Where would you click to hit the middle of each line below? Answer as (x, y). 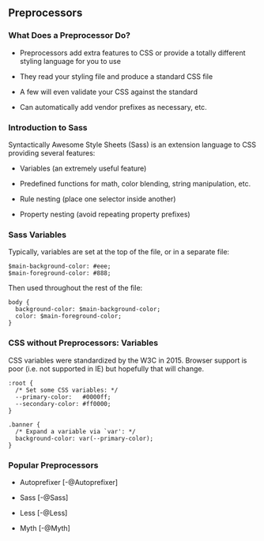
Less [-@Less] (43, 513)
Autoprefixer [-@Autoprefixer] (69, 482)
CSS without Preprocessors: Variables (83, 343)
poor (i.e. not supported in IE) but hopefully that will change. (106, 368)
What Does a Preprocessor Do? (70, 36)
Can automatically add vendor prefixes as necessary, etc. (113, 107)
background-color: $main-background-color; (88, 310)
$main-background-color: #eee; (60, 267)
